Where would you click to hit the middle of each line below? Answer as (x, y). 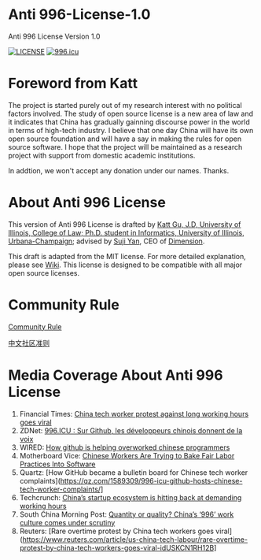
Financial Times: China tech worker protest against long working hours (134, 414)
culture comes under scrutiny (67, 522)
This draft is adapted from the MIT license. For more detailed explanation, (127, 256)
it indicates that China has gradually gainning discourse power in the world (129, 122)
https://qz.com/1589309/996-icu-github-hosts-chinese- (151, 480)
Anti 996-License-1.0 (79, 15)
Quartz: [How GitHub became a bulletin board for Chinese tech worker (134, 472)
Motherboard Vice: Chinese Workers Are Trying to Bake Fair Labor (127, 455)
